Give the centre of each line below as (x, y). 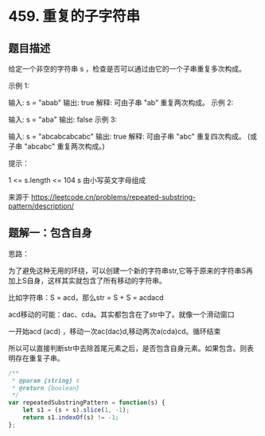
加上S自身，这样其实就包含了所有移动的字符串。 (87, 280)
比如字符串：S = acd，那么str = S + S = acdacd (86, 297)
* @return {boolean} (46, 388)
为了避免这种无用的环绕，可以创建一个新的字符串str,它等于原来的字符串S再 (131, 271)
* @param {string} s (46, 380)
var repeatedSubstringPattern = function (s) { (87, 403)
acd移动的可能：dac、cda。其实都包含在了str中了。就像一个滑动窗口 (121, 314)
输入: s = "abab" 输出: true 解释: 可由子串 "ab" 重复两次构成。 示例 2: (121, 103)
